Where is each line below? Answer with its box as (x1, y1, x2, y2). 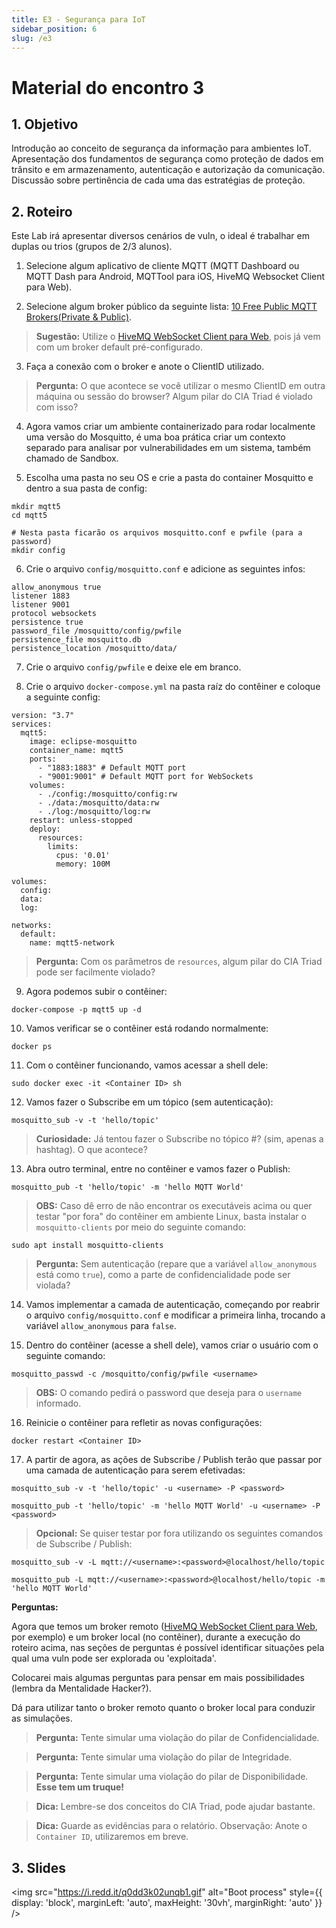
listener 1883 (11, 591, 71, 601)
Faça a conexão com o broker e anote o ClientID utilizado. (25, 361, 265, 373)
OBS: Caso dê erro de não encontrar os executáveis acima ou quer (35, 1200, 313, 1212)
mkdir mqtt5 (11, 502, 61, 512)
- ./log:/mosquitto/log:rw (37, 807, 151, 817)
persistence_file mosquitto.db (11, 635, 142, 645)
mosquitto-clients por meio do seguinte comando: (35, 1221, 247, 1233)
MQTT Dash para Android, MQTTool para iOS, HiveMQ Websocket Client (25, 271, 326, 283)
